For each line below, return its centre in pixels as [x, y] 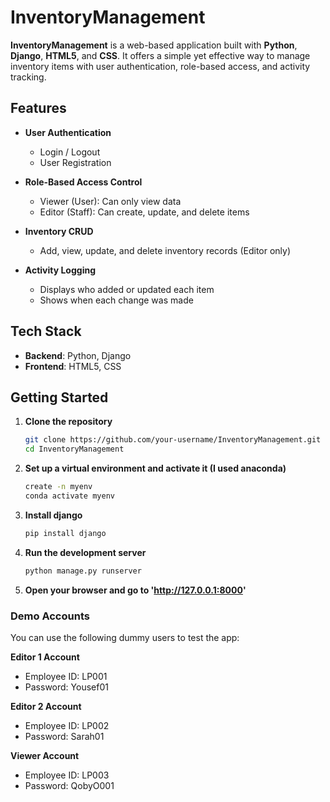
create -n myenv [58, 487]
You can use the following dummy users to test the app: [125, 637]
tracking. [28, 77]
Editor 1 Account [45, 657]
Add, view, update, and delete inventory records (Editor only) [165, 250]
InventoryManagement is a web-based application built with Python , [154, 45]
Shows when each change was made [116, 300]
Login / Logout [70, 152]
